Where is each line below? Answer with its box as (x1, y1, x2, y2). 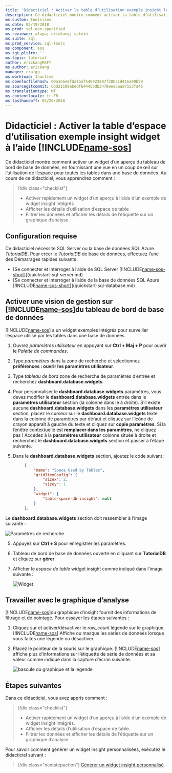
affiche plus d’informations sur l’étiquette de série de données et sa (12, 651, 155, 657)
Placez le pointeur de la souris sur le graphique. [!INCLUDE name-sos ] (12, 645, 160, 652)
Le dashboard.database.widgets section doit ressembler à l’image (5, 515, 147, 521)
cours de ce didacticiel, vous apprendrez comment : (5, 175, 115, 181)
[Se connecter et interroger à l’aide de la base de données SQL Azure (12, 277, 160, 283)
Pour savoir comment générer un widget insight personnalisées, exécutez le (5, 746, 166, 752)
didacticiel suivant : (5, 752, 46, 758)
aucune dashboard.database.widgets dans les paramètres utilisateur (12, 404, 163, 411)
